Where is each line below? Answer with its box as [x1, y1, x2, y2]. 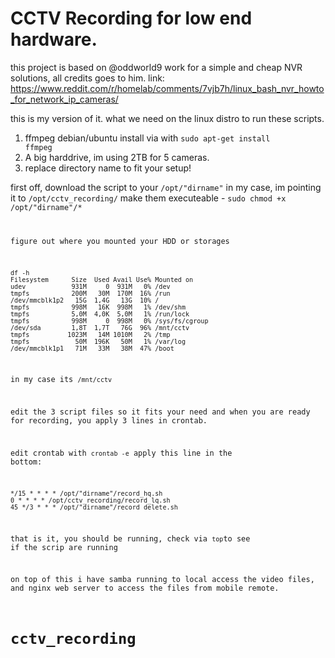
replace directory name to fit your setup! [24, 162, 192, 174]
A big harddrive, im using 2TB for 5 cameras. [24, 151, 210, 163]
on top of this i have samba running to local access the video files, [10, 575, 315, 585]
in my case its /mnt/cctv [10, 375, 113, 385]
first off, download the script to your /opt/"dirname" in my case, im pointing [10, 181, 322, 193]
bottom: [10, 457, 43, 467]
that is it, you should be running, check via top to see [10, 533, 251, 544]
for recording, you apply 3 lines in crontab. [10, 416, 208, 426]
